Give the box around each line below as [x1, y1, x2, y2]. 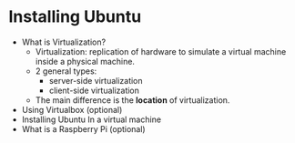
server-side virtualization [48, 75, 143, 86]
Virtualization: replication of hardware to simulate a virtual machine [35, 46, 287, 56]
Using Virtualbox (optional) [21, 104, 123, 115]
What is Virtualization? [21, 36, 107, 47]
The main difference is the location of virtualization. [35, 94, 230, 106]
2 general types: [35, 66, 97, 77]
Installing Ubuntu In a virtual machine [21, 114, 161, 125]
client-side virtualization [48, 85, 140, 96]
